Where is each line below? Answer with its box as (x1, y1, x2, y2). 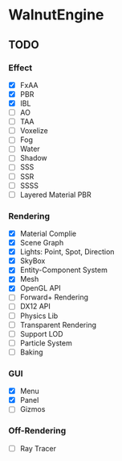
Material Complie (19, 228, 77, 238)
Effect (8, 62, 33, 73)
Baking (19, 347, 43, 357)
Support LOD (19, 329, 63, 338)
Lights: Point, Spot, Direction (19, 247, 115, 257)
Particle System (19, 337, 72, 348)
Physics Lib (19, 311, 59, 321)
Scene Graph (19, 238, 64, 248)
